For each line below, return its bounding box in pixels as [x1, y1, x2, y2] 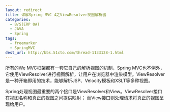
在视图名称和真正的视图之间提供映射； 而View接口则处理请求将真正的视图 [5, 95, 160, 101]
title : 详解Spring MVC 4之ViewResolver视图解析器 [5, 12, 107, 17]
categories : [5, 17, 31, 22]
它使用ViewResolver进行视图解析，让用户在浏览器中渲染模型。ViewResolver [5, 71, 165, 77]
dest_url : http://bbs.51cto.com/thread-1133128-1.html [5, 50, 124, 55]
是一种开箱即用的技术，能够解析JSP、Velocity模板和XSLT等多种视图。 [5, 77, 153, 83]
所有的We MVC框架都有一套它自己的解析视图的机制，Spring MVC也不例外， [5, 65, 165, 71]
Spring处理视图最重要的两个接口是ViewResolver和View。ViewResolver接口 [5, 88, 162, 94]
